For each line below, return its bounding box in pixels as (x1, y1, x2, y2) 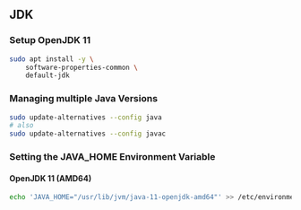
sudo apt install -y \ (9, 54, 94, 64)
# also (9, 121, 34, 130)
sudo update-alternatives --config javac (9, 129, 167, 138)
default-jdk (25, 71, 70, 80)
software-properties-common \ (25, 63, 139, 72)
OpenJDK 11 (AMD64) (9, 172, 92, 183)
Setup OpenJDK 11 (9, 34, 91, 47)
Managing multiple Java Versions (9, 92, 159, 105)
